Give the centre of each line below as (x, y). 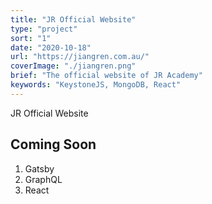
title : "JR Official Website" (73, 19)
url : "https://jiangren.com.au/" (80, 57)
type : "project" (44, 29)
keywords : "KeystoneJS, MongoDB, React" (96, 85)
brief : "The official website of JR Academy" (106, 76)
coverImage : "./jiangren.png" (73, 66)
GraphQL (43, 179)
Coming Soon (53, 144)
